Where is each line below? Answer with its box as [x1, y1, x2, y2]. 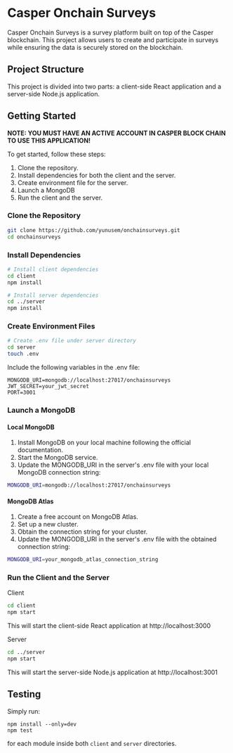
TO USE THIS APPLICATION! [7, 136, 91, 145]
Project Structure [7, 63, 84, 75]
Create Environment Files [7, 321, 95, 331]
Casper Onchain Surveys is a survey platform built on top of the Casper [7, 28, 214, 37]
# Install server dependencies [7, 292, 99, 299]
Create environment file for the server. [17, 178, 128, 187]
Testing [7, 688, 41, 700]
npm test [7, 726, 33, 734]
